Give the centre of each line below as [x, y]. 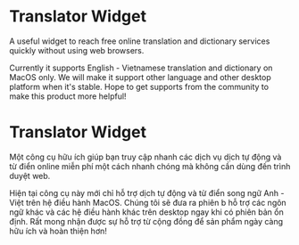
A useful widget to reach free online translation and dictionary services [140, 41]
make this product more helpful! [68, 96]
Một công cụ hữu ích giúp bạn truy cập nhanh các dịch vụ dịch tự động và [145, 157]
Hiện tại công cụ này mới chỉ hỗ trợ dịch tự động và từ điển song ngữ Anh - [147, 192]
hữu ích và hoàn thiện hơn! [58, 231]
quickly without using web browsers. [77, 50]
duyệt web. [30, 176]
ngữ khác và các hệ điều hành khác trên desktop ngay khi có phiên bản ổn [146, 212]
